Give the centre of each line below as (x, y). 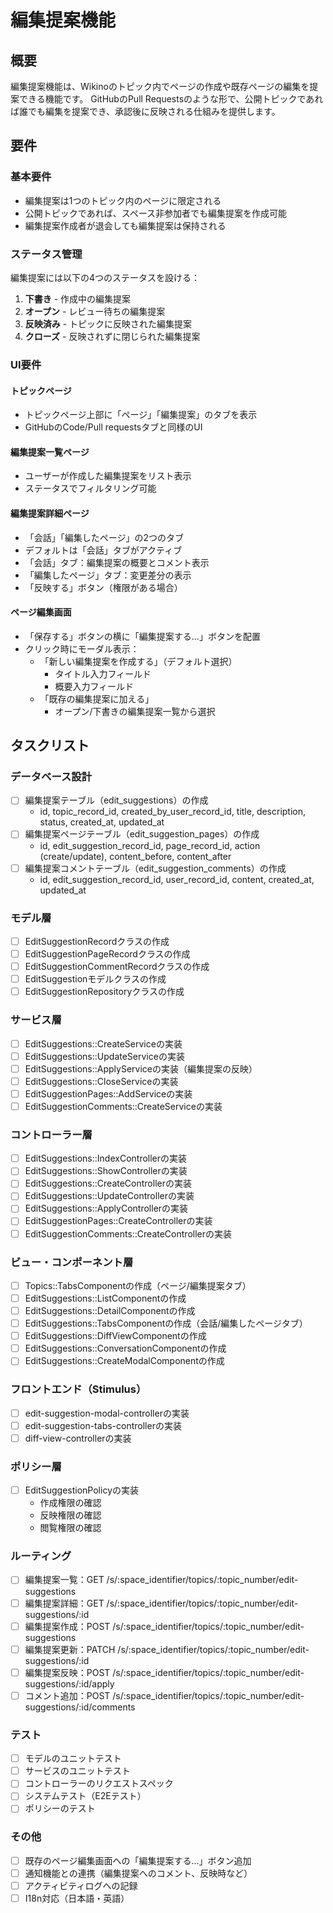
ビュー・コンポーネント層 (72, 1262)
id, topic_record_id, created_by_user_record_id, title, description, (173, 812)
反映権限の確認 (70, 1515)
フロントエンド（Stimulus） (78, 1389)
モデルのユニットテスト (73, 1758)
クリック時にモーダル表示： (82, 648)
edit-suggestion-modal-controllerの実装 (107, 1413)
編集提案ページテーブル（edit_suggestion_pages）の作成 (142, 834)
